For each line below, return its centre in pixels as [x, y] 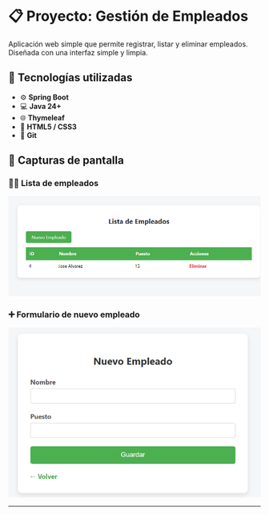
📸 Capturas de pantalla [66, 161]
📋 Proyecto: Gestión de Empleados [128, 16]
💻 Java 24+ [40, 106]
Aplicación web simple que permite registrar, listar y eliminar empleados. [128, 44]
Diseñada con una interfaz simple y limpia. [78, 52]
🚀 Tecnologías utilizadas [70, 78]
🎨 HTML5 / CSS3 [48, 127]
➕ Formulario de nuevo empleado [74, 314]
